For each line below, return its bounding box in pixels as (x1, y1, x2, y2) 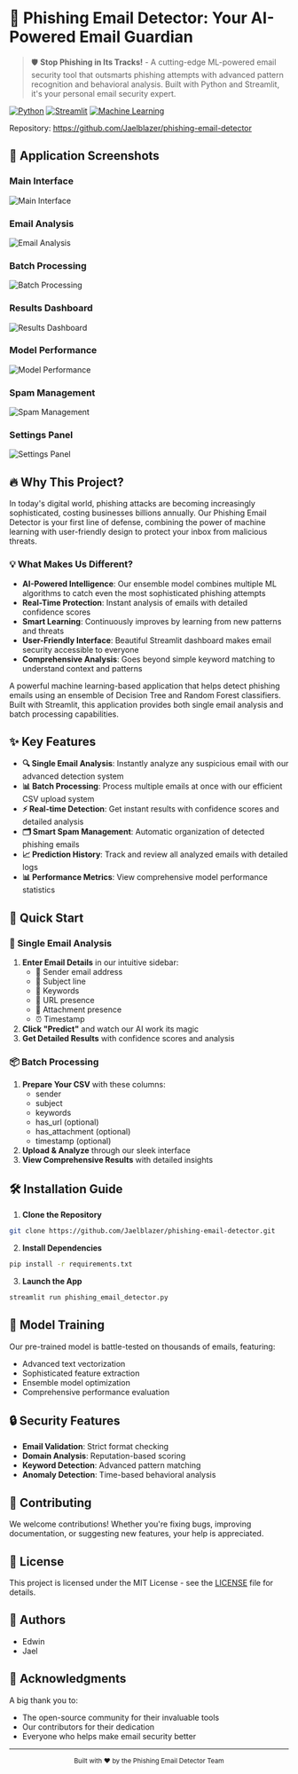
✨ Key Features (9, 734, 96, 749)
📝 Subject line (35, 976, 86, 987)
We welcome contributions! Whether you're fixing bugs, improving (9, 1519, 252, 1529)
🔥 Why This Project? (9, 475, 124, 490)
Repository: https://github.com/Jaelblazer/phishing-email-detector (9, 122, 253, 133)
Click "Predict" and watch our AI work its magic (21, 1024, 200, 1034)
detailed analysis (21, 816, 84, 828)
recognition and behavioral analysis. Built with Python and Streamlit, (30, 79, 280, 90)
